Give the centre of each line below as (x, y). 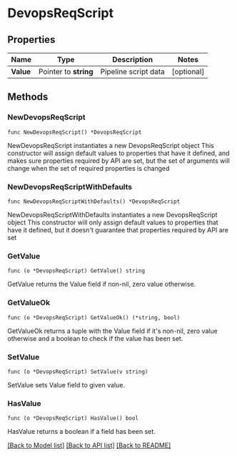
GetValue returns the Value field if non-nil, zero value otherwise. (102, 284)
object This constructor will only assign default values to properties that (113, 222)
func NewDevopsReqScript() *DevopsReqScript (75, 132)
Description (133, 60)
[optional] (188, 71)
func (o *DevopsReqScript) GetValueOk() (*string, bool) (94, 317)
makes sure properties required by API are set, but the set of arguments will (118, 160)
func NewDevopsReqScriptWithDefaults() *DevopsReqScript (94, 202)
